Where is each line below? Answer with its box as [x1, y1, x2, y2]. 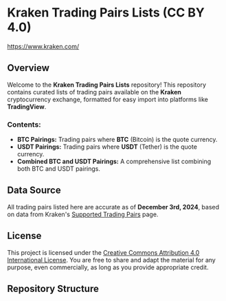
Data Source [7, 185, 61, 196]
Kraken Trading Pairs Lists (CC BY [7, 5, 205, 21]
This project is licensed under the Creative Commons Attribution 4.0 [7, 248, 200, 256]
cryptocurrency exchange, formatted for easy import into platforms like [7, 95, 208, 103]
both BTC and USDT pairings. [16, 165, 101, 173]
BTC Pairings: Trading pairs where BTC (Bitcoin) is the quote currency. [16, 136, 218, 144]
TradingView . [7, 102, 47, 111]
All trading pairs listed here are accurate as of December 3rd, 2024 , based [7, 203, 220, 211]
